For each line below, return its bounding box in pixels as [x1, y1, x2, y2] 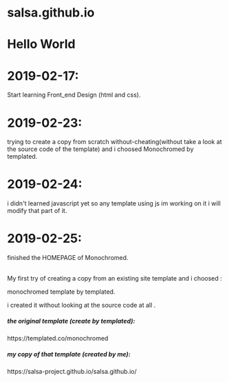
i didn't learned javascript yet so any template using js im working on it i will [7, 199, 221, 208]
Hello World [7, 37, 76, 52]
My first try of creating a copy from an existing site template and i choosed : [7, 274, 222, 283]
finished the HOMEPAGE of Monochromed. [7, 254, 129, 262]
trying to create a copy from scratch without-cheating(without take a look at [7, 138, 222, 146]
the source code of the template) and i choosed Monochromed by [7, 145, 194, 153]
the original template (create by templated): [7, 316, 135, 325]
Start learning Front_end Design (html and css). [7, 91, 141, 99]
